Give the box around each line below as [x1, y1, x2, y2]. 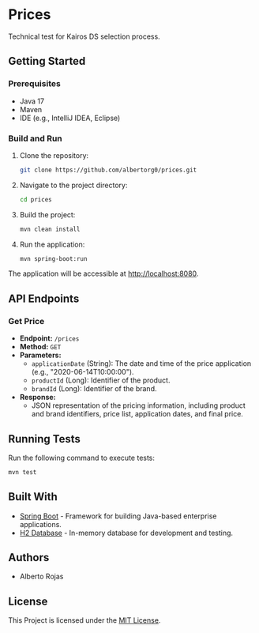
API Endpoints [8, 292, 80, 305]
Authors [8, 551, 50, 564]
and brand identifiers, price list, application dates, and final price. [31, 409, 243, 419]
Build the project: [19, 209, 76, 219]
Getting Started [8, 55, 86, 68]
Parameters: [19, 350, 62, 360]
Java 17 [19, 96, 45, 106]
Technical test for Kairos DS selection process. [8, 32, 160, 41]
